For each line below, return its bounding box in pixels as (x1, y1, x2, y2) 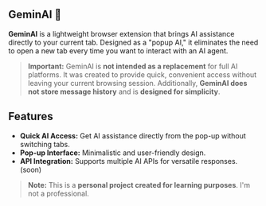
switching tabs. (19, 139, 70, 149)
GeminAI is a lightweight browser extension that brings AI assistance (8, 29, 235, 38)
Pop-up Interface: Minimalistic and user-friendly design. (19, 148, 206, 157)
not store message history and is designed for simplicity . (27, 87, 221, 96)
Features (8, 110, 53, 123)
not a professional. (27, 189, 89, 198)
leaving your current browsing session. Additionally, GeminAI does (27, 78, 248, 87)
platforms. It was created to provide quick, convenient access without (27, 69, 257, 80)
